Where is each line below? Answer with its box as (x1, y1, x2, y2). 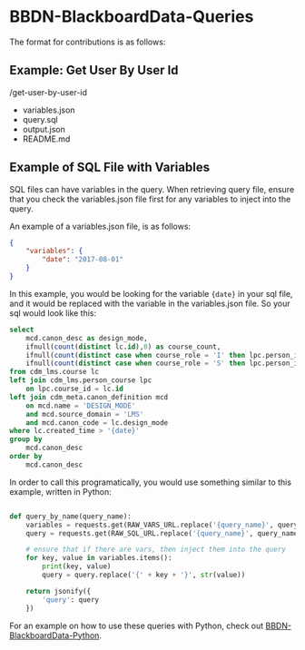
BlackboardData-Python (9, 629, 100, 641)
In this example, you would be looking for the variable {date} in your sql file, (9, 288, 293, 299)
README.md (22, 133, 71, 144)
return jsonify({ (25, 586, 92, 596)
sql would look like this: (9, 307, 97, 319)
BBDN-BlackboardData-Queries (9, 6, 254, 27)
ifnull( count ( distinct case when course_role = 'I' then (25, 350, 246, 359)
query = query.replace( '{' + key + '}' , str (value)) (42, 570, 246, 580)
